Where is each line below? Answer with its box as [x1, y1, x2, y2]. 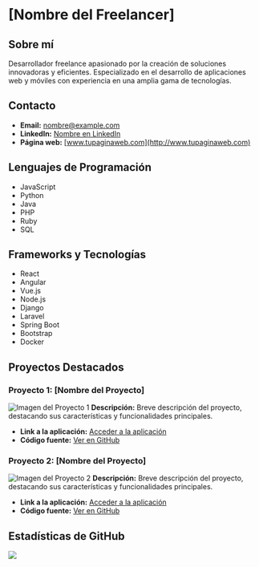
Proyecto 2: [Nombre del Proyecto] [8, 456, 147, 467]
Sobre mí [8, 38, 55, 51]
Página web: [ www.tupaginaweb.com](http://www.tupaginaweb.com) [19, 137, 251, 147]
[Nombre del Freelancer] [8, 6, 175, 24]
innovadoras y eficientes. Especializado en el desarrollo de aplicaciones [8, 67, 246, 77]
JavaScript [19, 182, 56, 192]
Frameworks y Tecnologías [8, 248, 147, 261]
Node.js [19, 294, 47, 304]
